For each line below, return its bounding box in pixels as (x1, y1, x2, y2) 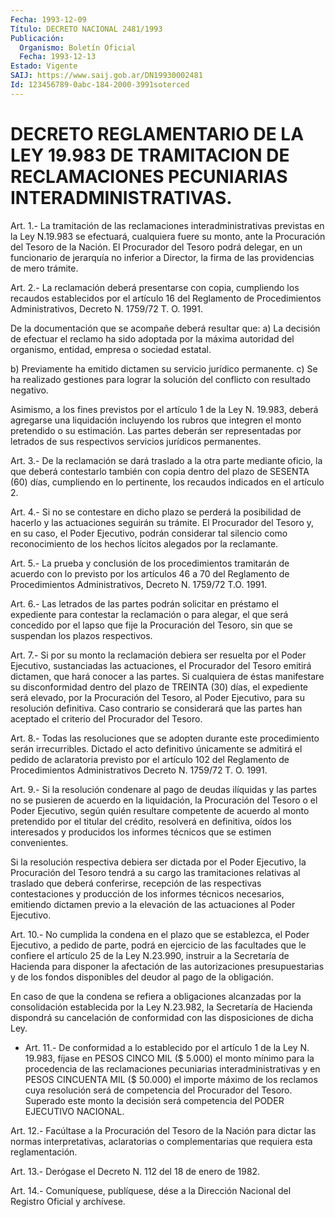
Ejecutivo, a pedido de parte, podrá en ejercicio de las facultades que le (10, 939, 307, 951)
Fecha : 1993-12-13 (19, 52, 97, 62)
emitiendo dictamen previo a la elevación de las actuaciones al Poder (10, 898, 296, 910)
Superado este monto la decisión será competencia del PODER (24, 1094, 285, 1106)
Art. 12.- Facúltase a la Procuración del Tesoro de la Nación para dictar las (10, 1124, 317, 1136)
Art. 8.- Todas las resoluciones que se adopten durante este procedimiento (10, 732, 320, 744)
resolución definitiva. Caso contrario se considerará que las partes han (10, 702, 303, 714)
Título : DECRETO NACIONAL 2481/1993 (10, 24, 163, 34)
